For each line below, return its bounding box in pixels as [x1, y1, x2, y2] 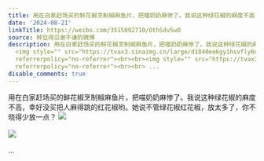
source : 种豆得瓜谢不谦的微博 [8, 33, 96, 42]
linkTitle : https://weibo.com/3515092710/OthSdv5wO [8, 26, 181, 34]
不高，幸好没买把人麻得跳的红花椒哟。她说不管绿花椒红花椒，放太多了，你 [8, 102, 249, 112]
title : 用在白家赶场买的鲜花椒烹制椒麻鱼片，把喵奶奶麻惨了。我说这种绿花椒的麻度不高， [8, 11, 261, 20]
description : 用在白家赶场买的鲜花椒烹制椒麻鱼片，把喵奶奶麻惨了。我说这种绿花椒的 [8, 41, 253, 49]
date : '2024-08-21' [8, 19, 72, 27]
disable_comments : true [8, 70, 86, 78]
